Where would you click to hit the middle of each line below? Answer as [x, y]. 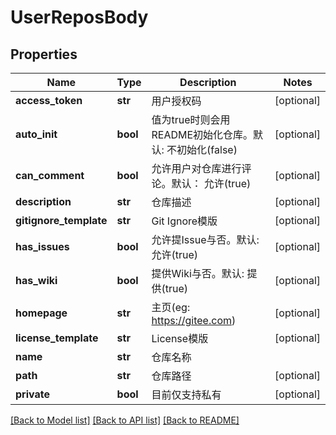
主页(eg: [171, 307]
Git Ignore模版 [184, 221]
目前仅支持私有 [186, 394]
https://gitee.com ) [194, 320]
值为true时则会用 [191, 119]
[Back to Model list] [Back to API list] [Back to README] [125, 420]
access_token [49, 100]
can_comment [50, 175]
